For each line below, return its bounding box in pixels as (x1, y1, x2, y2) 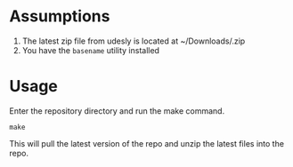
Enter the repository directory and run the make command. (9, 105, 225, 116)
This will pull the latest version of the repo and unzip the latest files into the (9, 138, 285, 148)
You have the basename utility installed (21, 44, 160, 55)
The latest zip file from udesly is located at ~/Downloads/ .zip (21, 36, 246, 46)
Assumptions (9, 6, 110, 27)
